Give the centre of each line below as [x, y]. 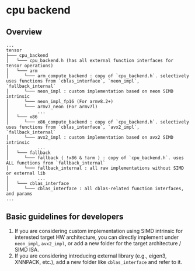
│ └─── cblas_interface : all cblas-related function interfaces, [95, 188]
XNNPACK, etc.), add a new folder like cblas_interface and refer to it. [98, 262]
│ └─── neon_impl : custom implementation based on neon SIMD [90, 91]
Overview [24, 32]
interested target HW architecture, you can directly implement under [97, 237]
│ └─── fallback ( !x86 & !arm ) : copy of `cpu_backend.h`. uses [95, 158]
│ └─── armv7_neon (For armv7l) [52, 107]
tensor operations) [30, 66]
